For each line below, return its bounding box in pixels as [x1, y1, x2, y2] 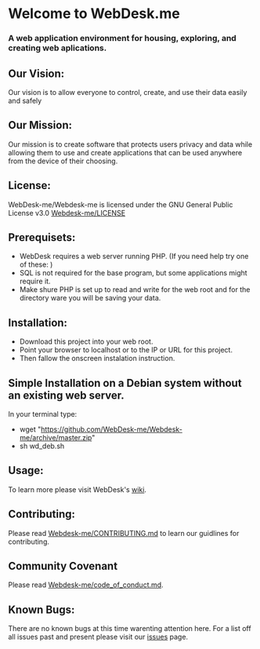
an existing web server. [8, 388, 125, 402]
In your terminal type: [8, 409, 78, 418]
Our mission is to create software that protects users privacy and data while [8, 139, 253, 149]
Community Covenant [8, 560, 118, 573]
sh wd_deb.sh [19, 441, 65, 450]
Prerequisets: [8, 231, 76, 244]
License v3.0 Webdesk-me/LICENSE [8, 208, 126, 217]
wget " [19, 425, 42, 434]
